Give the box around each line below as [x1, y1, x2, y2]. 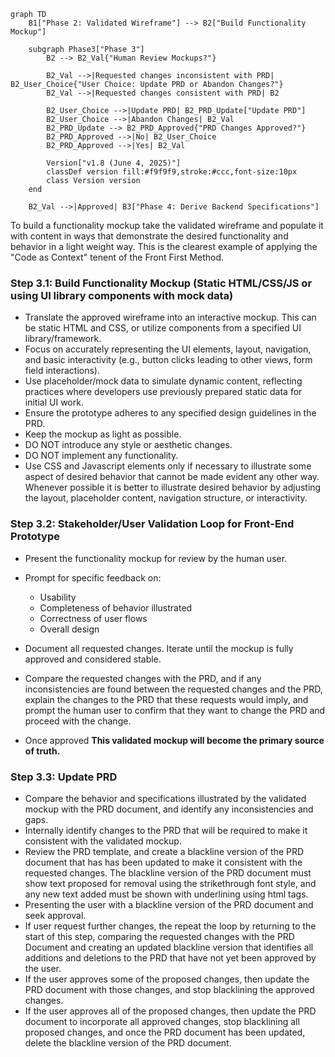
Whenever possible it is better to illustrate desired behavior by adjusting [24, 481, 322, 494]
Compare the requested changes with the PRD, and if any [24, 672, 262, 684]
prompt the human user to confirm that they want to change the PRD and [24, 704, 326, 716]
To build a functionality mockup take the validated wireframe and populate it [10, 220, 324, 231]
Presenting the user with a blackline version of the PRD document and [24, 898, 314, 910]
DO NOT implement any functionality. [24, 450, 179, 462]
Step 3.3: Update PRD [10, 770, 118, 784]
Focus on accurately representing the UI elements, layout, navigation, [24, 343, 312, 355]
